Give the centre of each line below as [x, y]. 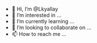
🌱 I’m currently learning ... [43, 21]
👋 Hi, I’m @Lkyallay [35, 9]
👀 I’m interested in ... [36, 15]
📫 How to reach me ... [39, 34]
